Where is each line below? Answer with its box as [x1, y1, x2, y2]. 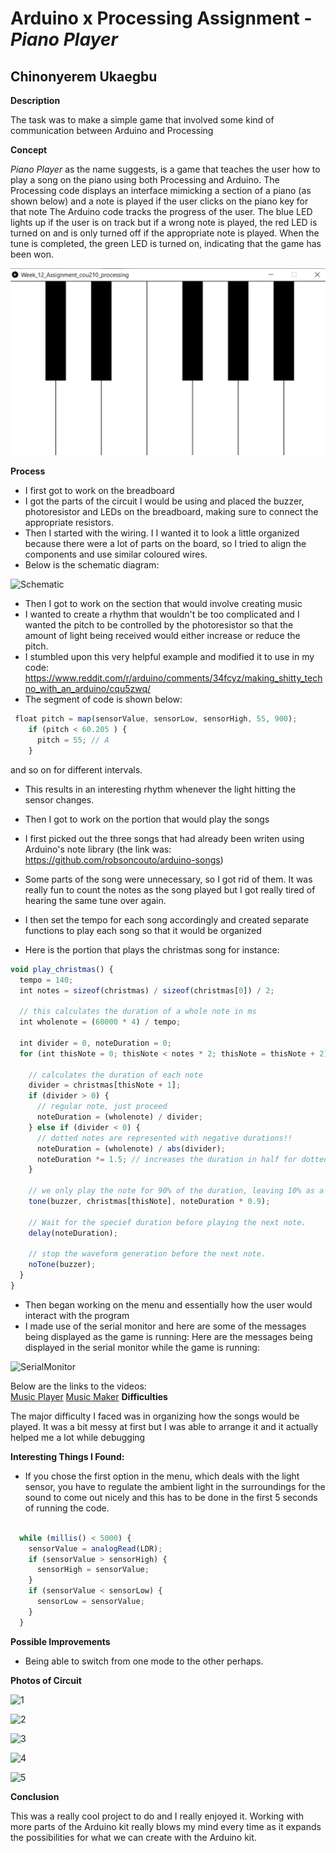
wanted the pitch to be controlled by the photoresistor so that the [24, 619, 294, 631]
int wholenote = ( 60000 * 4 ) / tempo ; [19, 1017, 182, 1027]
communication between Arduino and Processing [10, 125, 214, 136]
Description [10, 95, 61, 106]
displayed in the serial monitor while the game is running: [24, 1341, 260, 1353]
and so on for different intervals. [10, 763, 143, 776]
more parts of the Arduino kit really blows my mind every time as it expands [10, 1820, 322, 1832]
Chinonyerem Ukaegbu [10, 68, 158, 85]
